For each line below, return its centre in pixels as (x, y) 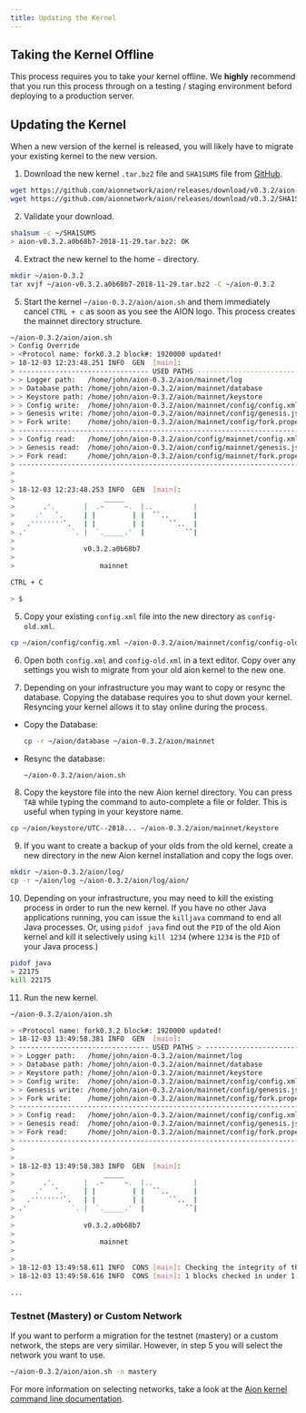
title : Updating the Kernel (64, 18)
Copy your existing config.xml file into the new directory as (134, 616)
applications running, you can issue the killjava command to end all (152, 917)
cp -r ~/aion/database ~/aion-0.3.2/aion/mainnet (119, 741)
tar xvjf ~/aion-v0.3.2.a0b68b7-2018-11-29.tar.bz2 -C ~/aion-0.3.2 (143, 284)
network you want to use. (58, 1355)
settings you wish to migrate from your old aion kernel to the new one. (154, 669)
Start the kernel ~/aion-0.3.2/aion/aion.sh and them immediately (147, 301)
